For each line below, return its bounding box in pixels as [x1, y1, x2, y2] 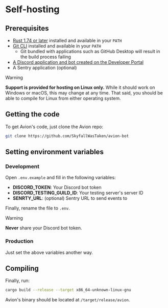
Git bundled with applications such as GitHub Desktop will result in [20, 49, 160, 54]
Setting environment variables [5, 148, 104, 156]
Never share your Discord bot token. [5, 225, 83, 231]
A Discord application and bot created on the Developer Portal [12, 59, 144, 65]
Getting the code [5, 110, 60, 119]
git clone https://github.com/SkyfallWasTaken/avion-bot [5, 133, 129, 138]
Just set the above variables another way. [5, 249, 93, 255]
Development [5, 163, 40, 170]
